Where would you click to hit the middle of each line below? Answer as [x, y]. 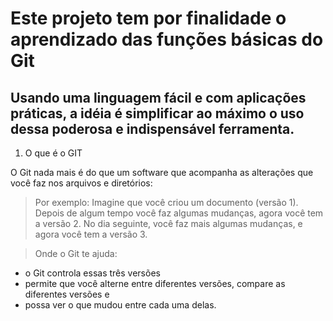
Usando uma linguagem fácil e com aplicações [158, 97]
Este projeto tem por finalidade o [148, 18]
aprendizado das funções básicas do [167, 39]
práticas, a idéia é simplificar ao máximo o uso [157, 113]
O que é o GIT [53, 153]
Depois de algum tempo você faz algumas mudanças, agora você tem [179, 213]
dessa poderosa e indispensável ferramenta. [152, 128]
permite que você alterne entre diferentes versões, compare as [155, 283]
